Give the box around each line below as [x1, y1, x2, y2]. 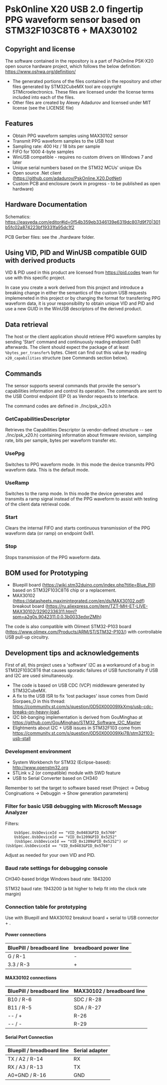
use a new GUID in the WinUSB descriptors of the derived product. [5, 306, 142, 312]
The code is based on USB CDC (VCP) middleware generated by [12, 682, 145, 689]
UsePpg [5, 450, 25, 457]
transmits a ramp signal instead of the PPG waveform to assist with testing [5, 495, 158, 501]
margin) [5, 891, 21, 897]
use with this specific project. [5, 275, 66, 281]
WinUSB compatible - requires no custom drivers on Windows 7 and [12, 154, 153, 160]
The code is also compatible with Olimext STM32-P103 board [5, 624, 131, 630]
